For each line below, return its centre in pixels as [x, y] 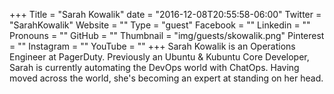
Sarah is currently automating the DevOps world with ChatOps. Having [154, 67]
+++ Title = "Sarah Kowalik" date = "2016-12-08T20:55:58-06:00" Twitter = [165, 14]
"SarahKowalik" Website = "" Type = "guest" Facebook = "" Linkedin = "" [160, 25]
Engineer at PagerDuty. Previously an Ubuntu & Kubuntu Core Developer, [159, 57]
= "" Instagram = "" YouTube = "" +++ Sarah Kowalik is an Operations [152, 46]
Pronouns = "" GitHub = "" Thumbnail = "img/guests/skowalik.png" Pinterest [167, 35]
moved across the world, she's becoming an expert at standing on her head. [166, 78]
